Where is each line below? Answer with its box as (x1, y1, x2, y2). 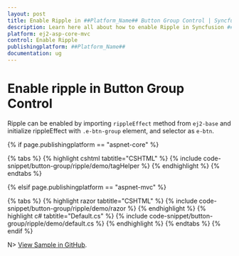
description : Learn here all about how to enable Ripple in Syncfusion (7, 23, 224, 30)
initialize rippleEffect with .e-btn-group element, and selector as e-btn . (7, 126, 215, 135)
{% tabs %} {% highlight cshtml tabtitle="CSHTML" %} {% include (7, 154, 202, 162)
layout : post (7, 10, 46, 18)
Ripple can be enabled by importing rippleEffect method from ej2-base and (7, 118, 231, 128)
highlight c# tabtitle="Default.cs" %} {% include (7, 211, 148, 220)
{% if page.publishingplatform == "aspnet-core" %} (7, 140, 159, 149)
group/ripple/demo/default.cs (7, 219, 95, 228)
